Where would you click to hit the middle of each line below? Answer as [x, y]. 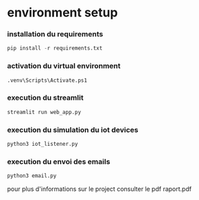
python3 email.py [32, 176]
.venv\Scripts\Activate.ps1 [47, 80]
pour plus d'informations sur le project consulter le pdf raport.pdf [99, 189]
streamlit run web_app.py [44, 112]
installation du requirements [55, 34]
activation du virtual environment [64, 66]
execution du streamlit [45, 98]
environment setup [62, 13]
